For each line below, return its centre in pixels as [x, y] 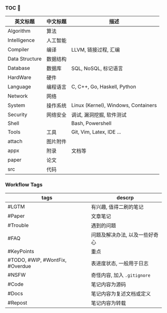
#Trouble [18, 225]
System [17, 105]
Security [17, 115]
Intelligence [21, 40]
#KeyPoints [21, 251]
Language [19, 87]
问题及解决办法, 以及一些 [120, 235]
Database [19, 68]
